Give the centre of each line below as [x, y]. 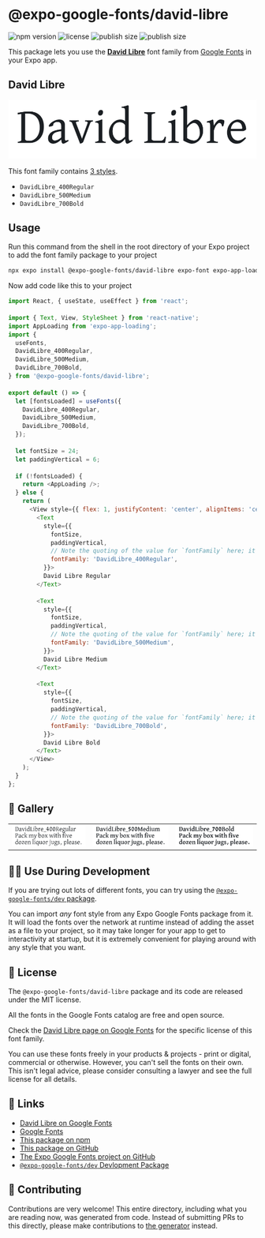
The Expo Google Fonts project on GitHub [87, 1156]
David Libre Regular [77, 576]
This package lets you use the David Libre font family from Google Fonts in [130, 51]
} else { [30, 493]
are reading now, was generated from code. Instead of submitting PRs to [126, 1217]
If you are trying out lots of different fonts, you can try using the [112, 891]
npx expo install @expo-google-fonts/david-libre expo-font [109, 271]
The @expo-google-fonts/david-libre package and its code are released [125, 992]
